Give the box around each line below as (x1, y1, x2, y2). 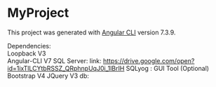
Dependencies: (7, 41, 51, 50)
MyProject (7, 5, 69, 21)
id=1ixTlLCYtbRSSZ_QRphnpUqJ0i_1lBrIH (7, 64, 125, 72)
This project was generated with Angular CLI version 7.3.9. (7, 28, 176, 36)
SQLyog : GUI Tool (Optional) (126, 64, 209, 72)
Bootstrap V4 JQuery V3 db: (7, 72, 90, 80)
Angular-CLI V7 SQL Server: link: (7, 56, 102, 65)
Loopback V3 (7, 49, 46, 58)
